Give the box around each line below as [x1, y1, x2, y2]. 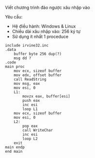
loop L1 [22, 107, 38, 111]
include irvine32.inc [5, 43, 49, 48]
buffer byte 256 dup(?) [14, 51, 62, 56]
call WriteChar [22, 128, 53, 133]
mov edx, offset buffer [14, 73, 62, 78]
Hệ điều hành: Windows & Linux [12, 23, 76, 29]
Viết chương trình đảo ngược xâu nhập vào [5, 5, 91, 10]
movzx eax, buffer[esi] [22, 94, 70, 99]
